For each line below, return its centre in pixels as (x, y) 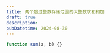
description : (22, 23)
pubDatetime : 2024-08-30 (37, 28)
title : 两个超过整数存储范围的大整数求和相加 (56, 12)
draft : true (21, 17)
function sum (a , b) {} (34, 45)
